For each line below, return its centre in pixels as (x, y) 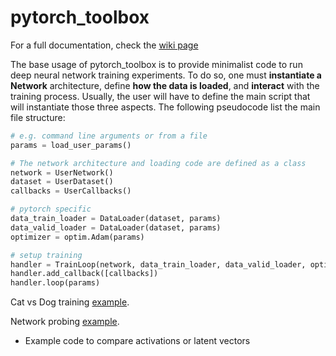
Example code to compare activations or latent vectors (137, 341)
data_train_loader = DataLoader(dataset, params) (116, 219)
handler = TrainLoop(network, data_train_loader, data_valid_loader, (158, 264)
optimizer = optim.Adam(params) (77, 237)
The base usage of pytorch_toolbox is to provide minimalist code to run (156, 64)
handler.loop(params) (55, 283)
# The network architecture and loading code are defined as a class (158, 163)
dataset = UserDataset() (62, 182)
